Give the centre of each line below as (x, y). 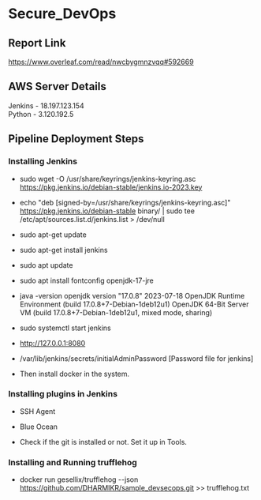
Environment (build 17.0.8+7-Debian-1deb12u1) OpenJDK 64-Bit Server (134, 304)
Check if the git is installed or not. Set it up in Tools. (103, 442)
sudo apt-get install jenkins (63, 250)
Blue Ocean (38, 427)
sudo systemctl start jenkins (65, 328)
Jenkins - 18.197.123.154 (46, 105)
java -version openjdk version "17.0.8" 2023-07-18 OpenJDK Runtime (132, 295)
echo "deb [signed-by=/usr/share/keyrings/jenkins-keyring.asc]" (125, 202)
